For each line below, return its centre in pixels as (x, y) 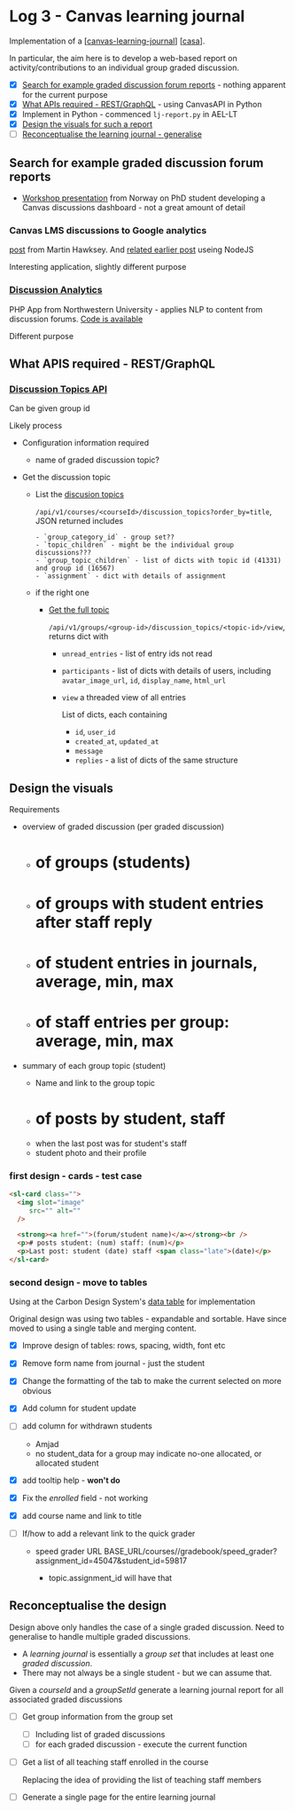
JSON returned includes (79, 521)
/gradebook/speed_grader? (227, 1551)
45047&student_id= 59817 (140, 1561)
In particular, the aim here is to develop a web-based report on (123, 58)
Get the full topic (79, 610)
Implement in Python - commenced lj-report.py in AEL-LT (129, 115)
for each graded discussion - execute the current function (141, 1744)
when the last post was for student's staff (111, 1143)
